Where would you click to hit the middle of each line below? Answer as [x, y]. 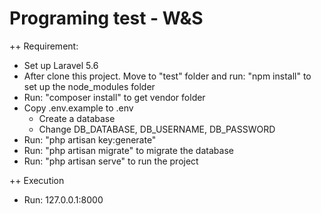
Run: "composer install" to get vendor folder [114, 97]
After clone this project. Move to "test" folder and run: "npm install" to [167, 76]
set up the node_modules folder [89, 86]
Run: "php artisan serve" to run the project [111, 161]
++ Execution [37, 180]
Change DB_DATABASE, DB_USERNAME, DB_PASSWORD [157, 129]
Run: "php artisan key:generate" [90, 139]
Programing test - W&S [106, 18]
